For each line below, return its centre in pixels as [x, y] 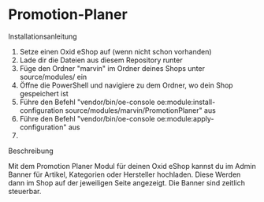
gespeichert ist [44, 93]
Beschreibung [31, 151]
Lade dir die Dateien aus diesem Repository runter [101, 60]
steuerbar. [25, 191]
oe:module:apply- [185, 118]
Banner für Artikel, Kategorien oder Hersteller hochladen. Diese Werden [125, 174]
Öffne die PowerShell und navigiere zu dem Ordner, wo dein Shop [126, 85]
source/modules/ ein [53, 77]
